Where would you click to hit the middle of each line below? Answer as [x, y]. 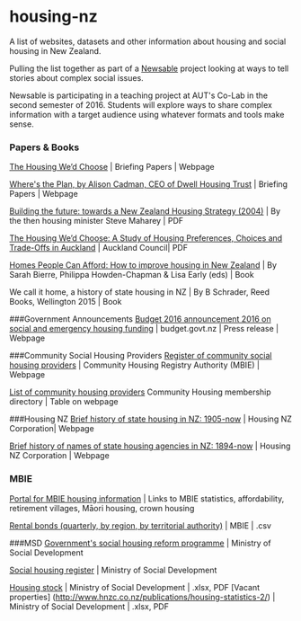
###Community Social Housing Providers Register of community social [141, 356]
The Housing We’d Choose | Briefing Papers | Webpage [112, 167]
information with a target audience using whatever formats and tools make [147, 114]
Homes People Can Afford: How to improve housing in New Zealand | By [143, 265]
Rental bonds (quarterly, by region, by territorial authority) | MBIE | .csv [141, 525]
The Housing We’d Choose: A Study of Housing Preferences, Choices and [146, 238]
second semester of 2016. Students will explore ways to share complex [141, 104]
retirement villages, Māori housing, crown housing [102, 508]
